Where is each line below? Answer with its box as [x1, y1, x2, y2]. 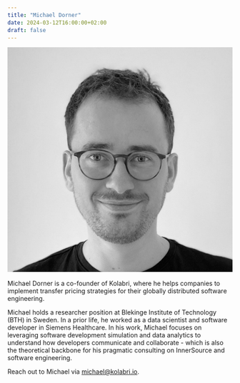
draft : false [7, 26, 46, 34]
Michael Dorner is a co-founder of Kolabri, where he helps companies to [7, 279, 221, 288]
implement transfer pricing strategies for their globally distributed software [7, 287, 227, 295]
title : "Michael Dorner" [7, 11, 81, 19]
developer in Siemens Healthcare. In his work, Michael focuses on [7, 323, 202, 332]
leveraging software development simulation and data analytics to [7, 331, 201, 339]
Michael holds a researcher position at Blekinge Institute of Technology [7, 308, 216, 317]
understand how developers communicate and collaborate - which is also [7, 339, 224, 347]
